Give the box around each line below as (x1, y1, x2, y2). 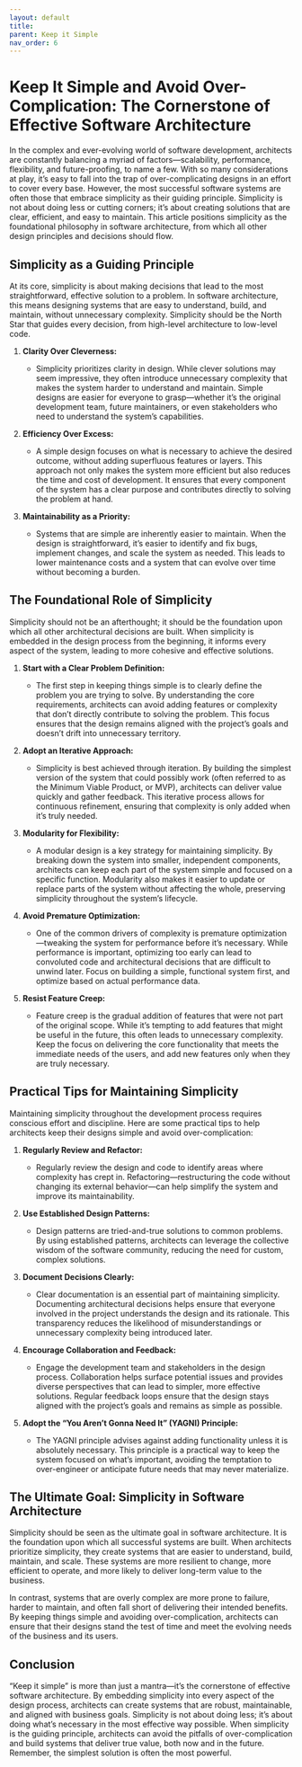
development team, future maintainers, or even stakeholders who (35, 402, 278, 412)
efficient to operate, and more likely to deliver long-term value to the (9, 1566, 262, 1576)
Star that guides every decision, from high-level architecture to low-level (9, 319, 278, 329)
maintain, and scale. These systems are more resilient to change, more (9, 1556, 271, 1567)
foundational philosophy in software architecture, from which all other (9, 221, 268, 232)
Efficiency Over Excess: (22, 429, 114, 439)
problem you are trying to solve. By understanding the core (35, 689, 254, 700)
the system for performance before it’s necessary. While (79, 937, 289, 948)
